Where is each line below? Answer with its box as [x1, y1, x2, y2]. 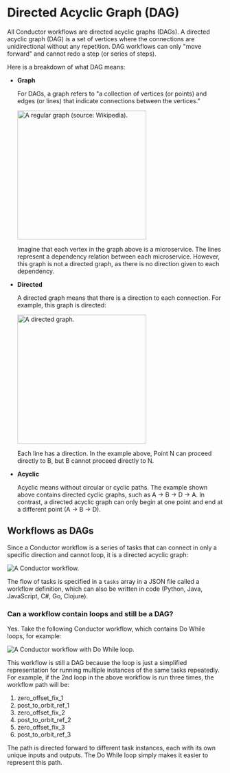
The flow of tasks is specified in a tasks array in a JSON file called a [7, 577, 200, 585]
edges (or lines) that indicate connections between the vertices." [16, 96, 200, 105]
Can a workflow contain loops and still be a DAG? [7, 609, 174, 618]
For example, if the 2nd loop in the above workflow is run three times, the [7, 673, 214, 682]
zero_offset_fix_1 [16, 694, 64, 702]
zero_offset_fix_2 [16, 708, 65, 717]
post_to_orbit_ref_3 [16, 730, 71, 739]
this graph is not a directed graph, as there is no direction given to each [16, 259, 220, 268]
